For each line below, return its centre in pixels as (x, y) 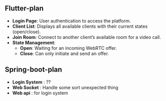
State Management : (34, 43)
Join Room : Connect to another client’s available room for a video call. (87, 37)
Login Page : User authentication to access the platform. (71, 21)
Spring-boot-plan (33, 69)
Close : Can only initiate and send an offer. (64, 53)
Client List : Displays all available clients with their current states (80, 26)
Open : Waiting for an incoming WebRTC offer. (68, 48)
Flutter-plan (24, 8)
